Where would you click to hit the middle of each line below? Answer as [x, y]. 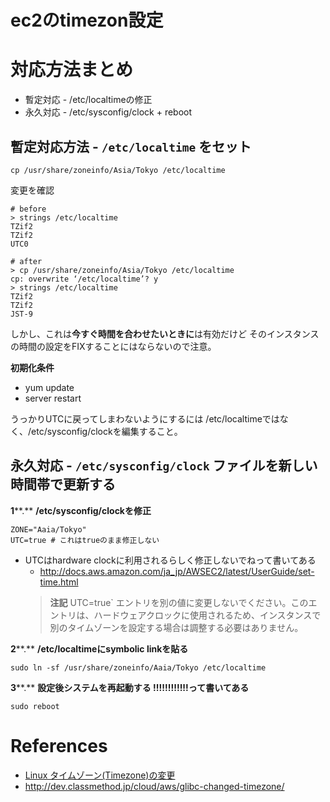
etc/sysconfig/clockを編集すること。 [107, 431]
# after [26, 261]
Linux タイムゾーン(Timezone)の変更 [100, 775]
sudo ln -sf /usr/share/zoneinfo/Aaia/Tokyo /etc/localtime [138, 667]
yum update [49, 387]
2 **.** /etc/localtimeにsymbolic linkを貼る [99, 648]
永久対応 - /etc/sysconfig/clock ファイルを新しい [164, 466]
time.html [59, 582]
